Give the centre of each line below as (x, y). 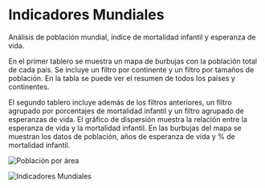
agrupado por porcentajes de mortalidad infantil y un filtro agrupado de (126, 111)
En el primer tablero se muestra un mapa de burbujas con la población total (133, 61)
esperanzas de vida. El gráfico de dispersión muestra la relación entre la (128, 119)
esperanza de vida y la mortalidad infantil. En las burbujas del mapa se (125, 128)
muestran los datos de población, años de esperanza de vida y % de (122, 136)
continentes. (29, 87)
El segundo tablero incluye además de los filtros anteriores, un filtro (120, 102)
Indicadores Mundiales (86, 15)
